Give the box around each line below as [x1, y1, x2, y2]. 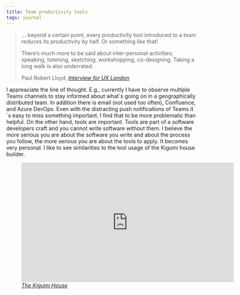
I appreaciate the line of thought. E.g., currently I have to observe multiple [6, 86, 190, 93]
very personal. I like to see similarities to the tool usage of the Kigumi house [6, 144, 195, 151]
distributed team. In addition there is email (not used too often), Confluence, [6, 98, 196, 106]
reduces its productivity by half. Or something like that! [21, 38, 158, 45]
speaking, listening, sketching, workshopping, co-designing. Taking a [21, 56, 195, 63]
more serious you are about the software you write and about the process [6, 131, 190, 138]
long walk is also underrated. [21, 62, 94, 70]
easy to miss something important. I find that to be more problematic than [12, 112, 196, 119]
